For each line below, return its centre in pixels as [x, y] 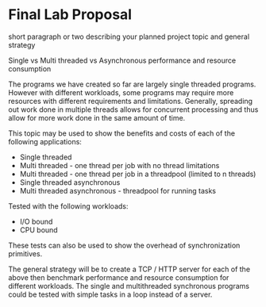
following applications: [45, 141]
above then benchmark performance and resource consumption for [119, 277]
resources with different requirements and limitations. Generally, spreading [130, 101]
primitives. [25, 253]
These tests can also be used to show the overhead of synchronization [124, 245]
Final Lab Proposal [70, 15]
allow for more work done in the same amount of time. [97, 117]
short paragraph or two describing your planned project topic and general [129, 36]
